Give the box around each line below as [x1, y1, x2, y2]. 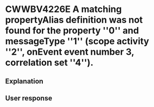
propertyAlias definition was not [5, 14, 143, 26]
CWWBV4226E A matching [5, 4, 122, 15]
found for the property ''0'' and [5, 25, 139, 36]
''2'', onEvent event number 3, [5, 46, 134, 58]
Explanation [5, 77, 44, 85]
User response [5, 94, 52, 102]
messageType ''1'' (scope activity [5, 36, 149, 47]
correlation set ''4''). [5, 57, 94, 68]
